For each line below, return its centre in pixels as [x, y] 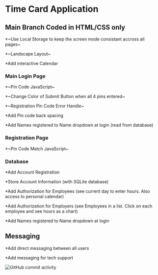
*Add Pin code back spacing [34, 116]
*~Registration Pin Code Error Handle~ [45, 106]
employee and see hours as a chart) [41, 211]
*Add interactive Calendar [31, 63]
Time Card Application [52, 9]
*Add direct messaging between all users [47, 248]
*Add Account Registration [32, 172]
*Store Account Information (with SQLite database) [57, 181]
